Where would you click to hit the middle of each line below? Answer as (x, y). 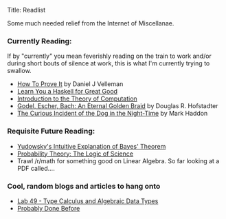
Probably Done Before (48, 208)
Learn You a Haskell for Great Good (67, 92)
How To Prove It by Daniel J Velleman (70, 84)
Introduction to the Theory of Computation (77, 98)
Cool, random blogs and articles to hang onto (84, 186)
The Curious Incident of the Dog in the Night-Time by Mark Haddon (112, 114)
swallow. (20, 71)
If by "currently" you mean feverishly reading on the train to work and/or (109, 56)
